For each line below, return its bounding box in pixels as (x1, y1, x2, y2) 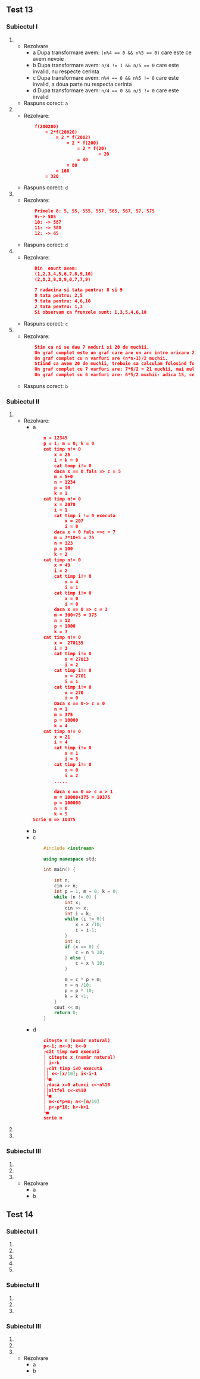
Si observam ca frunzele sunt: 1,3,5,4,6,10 (35, 309, 147, 315)
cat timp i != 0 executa (54, 512, 116, 518)
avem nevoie (32, 55, 64, 62)
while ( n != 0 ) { (54, 894, 97, 900)
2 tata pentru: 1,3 (35, 304, 83, 310)
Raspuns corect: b (23, 383, 68, 390)
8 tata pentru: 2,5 (35, 293, 83, 299)
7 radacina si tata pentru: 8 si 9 (35, 287, 123, 293)
